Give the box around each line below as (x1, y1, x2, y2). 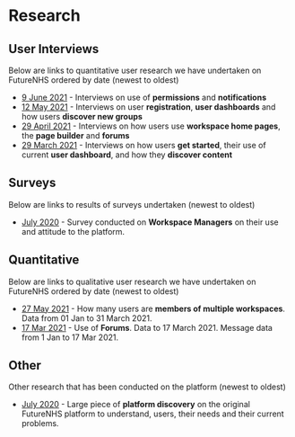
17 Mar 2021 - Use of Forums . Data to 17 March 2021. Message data (21, 322, 273, 333)
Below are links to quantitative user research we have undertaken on (8, 65, 262, 76)
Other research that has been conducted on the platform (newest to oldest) (8, 381, 286, 392)
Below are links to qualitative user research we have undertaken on (8, 276, 256, 287)
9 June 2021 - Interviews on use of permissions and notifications (21, 92, 266, 103)
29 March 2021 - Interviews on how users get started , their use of (21, 140, 266, 150)
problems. (21, 418, 59, 429)
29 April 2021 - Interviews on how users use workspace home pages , (21, 120, 281, 131)
